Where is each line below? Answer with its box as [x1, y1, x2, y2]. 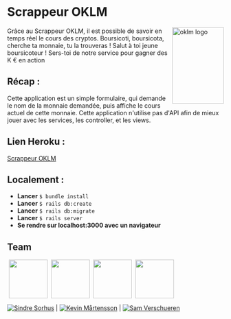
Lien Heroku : [7, 136, 65, 147]
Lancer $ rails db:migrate [16, 206, 95, 215]
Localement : [7, 174, 65, 185]
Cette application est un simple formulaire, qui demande [7, 94, 166, 102]
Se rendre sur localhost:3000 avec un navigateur [16, 221, 161, 230]
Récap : [7, 76, 41, 88]
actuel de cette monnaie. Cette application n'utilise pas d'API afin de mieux [7, 108, 219, 117]
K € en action [7, 56, 45, 64]
